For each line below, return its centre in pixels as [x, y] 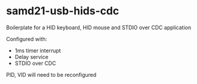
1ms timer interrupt [38, 50]
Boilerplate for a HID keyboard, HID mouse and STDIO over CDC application [99, 27]
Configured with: [27, 39]
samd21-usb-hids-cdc [63, 11]
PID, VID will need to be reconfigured [51, 74]
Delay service [31, 57]
